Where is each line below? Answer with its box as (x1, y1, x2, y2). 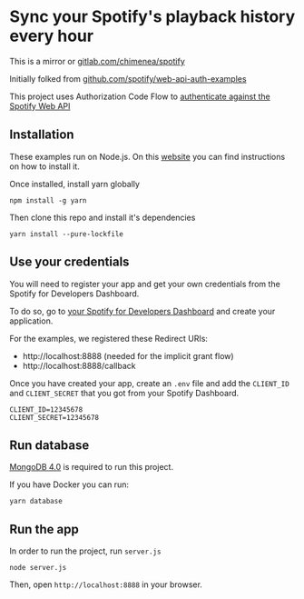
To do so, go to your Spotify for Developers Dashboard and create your (9, 305, 276, 316)
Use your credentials (9, 255, 130, 270)
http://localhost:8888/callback (22, 360, 136, 371)
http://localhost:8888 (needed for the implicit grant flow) (22, 350, 234, 361)
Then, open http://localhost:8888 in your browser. (9, 579, 202, 590)
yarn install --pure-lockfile (9, 229, 124, 238)
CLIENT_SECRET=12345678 (9, 413, 100, 422)
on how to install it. (9, 161, 80, 172)
